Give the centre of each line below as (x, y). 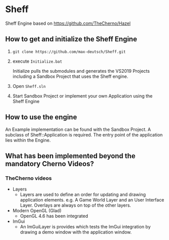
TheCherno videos (29, 178)
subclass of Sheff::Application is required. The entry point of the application (84, 134)
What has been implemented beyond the (70, 156)
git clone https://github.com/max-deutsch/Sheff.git (69, 52)
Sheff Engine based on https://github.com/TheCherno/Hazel (68, 23)
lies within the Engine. (28, 140)
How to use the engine (41, 117)
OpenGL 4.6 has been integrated (54, 216)
